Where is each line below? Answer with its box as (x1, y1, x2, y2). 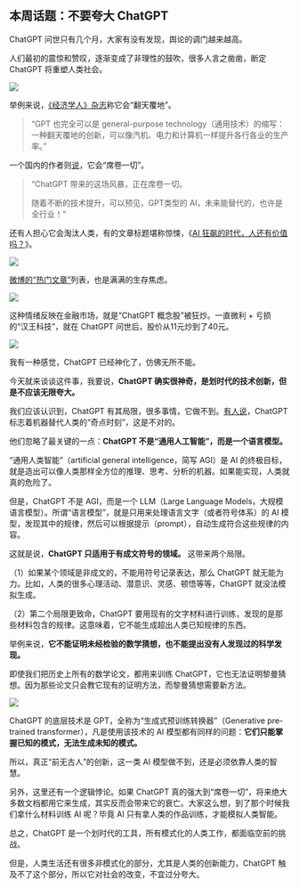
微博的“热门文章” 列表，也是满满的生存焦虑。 (9, 274, 173, 285)
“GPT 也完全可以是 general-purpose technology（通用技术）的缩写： (30, 118, 285, 129)
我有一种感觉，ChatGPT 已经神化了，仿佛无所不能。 (9, 356, 201, 367)
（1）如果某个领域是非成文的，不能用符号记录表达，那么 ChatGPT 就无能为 (9, 566, 284, 577)
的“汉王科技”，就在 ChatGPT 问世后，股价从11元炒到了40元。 (9, 321, 234, 331)
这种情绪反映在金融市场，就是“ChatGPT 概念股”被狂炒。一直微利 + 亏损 (9, 310, 271, 321)
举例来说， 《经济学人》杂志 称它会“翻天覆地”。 (9, 99, 176, 110)
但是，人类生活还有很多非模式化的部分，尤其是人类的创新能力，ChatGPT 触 (9, 858, 287, 868)
